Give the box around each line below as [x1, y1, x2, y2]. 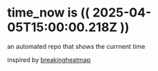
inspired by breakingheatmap [7, 55, 91, 63]
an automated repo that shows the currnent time [7, 42, 146, 50]
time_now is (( [7, 5, 90, 21]
